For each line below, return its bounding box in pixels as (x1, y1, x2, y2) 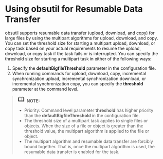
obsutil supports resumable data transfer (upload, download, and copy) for (5, 30, 155, 36)
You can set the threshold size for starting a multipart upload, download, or (5, 40, 156, 46)
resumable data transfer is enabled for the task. (24, 149, 120, 155)
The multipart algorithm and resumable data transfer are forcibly (24, 138, 153, 144)
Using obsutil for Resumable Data (5, 3, 143, 15)
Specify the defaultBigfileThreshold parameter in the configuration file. (12, 65, 156, 71)
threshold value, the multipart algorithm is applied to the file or (24, 128, 149, 134)
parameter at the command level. (12, 86, 79, 92)
